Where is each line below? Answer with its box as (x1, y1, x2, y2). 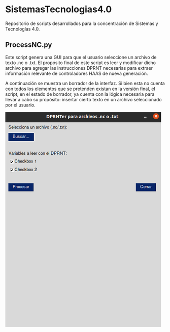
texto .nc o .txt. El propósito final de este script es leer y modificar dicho (5, 60, 156, 66)
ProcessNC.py (5, 41, 52, 49)
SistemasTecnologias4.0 (5, 4, 112, 15)
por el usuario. (5, 102, 36, 108)
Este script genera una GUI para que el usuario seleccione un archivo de (5, 54, 157, 60)
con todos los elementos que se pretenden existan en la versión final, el (5, 86, 156, 92)
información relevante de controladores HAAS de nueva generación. (5, 70, 148, 76)
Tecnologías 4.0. (5, 25, 40, 32)
